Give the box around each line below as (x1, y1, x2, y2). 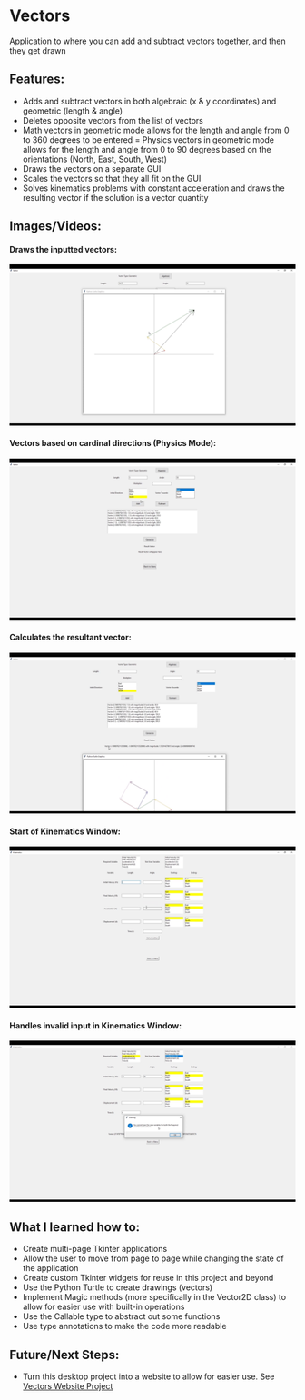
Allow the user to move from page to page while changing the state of (22, 1253, 284, 1264)
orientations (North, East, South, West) (22, 154, 168, 164)
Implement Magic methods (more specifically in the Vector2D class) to (22, 1292, 287, 1303)
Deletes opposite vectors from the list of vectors (22, 114, 204, 125)
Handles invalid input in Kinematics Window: (9, 1019, 182, 1031)
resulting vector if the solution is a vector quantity (22, 192, 209, 203)
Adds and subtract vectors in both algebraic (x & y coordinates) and (22, 95, 277, 106)
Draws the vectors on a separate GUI (22, 163, 162, 174)
